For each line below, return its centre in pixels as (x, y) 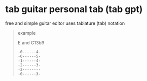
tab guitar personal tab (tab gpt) (74, 9)
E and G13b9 (31, 43)
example (27, 33)
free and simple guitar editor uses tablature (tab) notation (65, 23)
